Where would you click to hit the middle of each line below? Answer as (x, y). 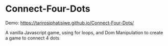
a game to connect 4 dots (32, 38)
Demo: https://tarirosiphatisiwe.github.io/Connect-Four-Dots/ (70, 23)
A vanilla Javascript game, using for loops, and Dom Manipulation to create (84, 32)
